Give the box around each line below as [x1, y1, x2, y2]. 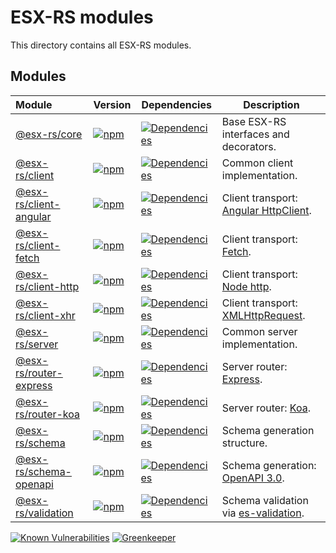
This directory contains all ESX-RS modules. [10, 39, 192, 51]
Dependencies [141, 97, 212, 111]
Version [93, 97, 132, 111]
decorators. [221, 139, 277, 153]
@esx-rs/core [15, 127, 83, 141]
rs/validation [15, 506, 74, 520]
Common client [221, 156, 294, 170]
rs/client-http [15, 279, 80, 293]
